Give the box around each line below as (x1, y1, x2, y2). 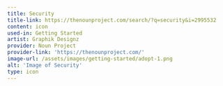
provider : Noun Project (7, 42, 77, 49)
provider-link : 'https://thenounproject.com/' (7, 49, 145, 56)
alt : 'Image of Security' (7, 62, 82, 69)
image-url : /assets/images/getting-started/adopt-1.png (7, 55, 173, 62)
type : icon (7, 68, 39, 75)
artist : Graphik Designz (7, 36, 79, 43)
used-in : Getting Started (7, 29, 82, 37)
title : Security (7, 10, 54, 17)
